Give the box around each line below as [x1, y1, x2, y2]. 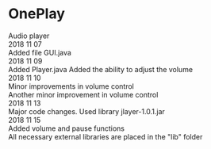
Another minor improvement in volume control [8, 90, 159, 99]
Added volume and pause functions [8, 124, 125, 133]
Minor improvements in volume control [8, 81, 135, 91]
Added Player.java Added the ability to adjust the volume [8, 64, 193, 74]
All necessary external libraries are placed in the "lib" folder [8, 132, 203, 141]
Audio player [8, 31, 50, 40]
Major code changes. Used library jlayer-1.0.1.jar [8, 106, 165, 116]
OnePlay [8, 5, 66, 23]
